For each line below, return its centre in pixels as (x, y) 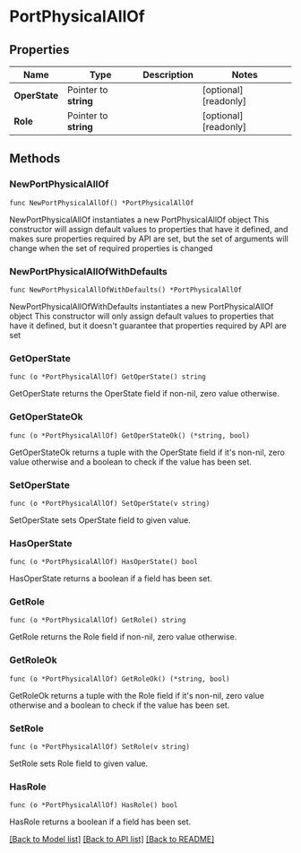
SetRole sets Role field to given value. (79, 763)
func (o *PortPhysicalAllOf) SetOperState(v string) (110, 503)
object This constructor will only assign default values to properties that (142, 316)
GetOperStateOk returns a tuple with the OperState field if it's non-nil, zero (147, 452)
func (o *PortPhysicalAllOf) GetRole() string (98, 621)
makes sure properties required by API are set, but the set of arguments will (149, 239)
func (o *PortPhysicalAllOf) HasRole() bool (94, 805)
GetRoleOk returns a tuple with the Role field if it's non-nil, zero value (137, 695)
